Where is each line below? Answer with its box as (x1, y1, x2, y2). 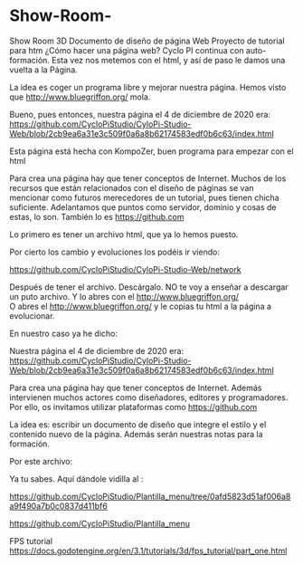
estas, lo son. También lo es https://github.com (9, 211, 185, 222)
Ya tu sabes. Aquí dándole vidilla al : (9, 473, 144, 484)
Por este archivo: (9, 455, 73, 466)
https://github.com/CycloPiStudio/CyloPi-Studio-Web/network (9, 263, 241, 274)
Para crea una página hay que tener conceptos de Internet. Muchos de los (9, 173, 287, 184)
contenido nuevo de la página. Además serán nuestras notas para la (9, 428, 263, 439)
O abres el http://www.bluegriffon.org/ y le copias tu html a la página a (9, 301, 272, 311)
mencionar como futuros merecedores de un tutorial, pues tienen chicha (9, 192, 279, 203)
